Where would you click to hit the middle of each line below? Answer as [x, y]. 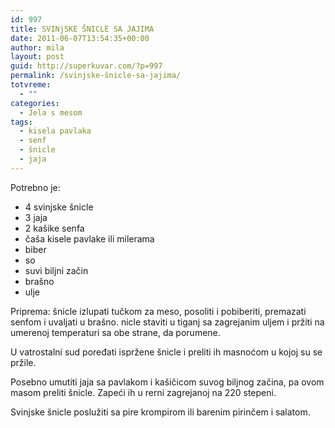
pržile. [23, 362]
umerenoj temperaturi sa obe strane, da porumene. [115, 332]
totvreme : [31, 85]
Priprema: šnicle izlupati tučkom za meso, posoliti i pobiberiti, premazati [158, 311]
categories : [35, 103]
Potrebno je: [35, 187]
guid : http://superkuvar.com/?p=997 [86, 66]
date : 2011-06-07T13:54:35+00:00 [80, 38]
